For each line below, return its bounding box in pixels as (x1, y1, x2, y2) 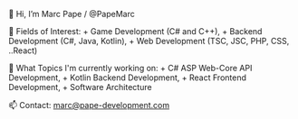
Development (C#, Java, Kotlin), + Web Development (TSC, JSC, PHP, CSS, (8, 36, 290, 46)
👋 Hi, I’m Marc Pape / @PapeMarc (8, 9, 135, 19)
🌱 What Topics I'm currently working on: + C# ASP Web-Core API (8, 63, 253, 73)
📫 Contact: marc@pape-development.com (8, 100, 169, 110)
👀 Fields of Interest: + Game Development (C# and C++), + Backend (8, 26, 263, 36)
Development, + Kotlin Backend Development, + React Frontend (8, 72, 246, 83)
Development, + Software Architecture (8, 82, 152, 92)
